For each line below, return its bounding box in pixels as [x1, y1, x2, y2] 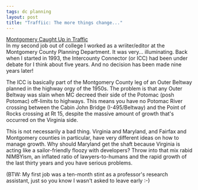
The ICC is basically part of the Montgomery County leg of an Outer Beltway [6, 79, 192, 86]
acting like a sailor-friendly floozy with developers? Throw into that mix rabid [6, 147, 193, 154]
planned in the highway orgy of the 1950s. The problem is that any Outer [6, 85, 183, 92]
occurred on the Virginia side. [6, 117, 79, 124]
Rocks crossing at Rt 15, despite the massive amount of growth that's [6, 110, 174, 117]
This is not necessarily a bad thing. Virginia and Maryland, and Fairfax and [6, 128, 187, 135]
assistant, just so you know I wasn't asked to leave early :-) [6, 177, 150, 184]
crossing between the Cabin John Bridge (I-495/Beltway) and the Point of [6, 104, 186, 111]
